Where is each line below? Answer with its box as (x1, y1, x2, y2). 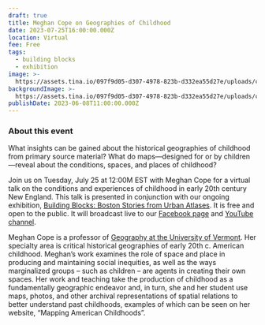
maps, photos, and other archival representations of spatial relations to (8, 291, 238, 301)
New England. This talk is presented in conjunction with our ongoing (8, 192, 230, 202)
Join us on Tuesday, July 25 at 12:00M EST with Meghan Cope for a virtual (8, 175, 251, 185)
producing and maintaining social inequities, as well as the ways (8, 258, 217, 267)
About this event (8, 125, 73, 136)
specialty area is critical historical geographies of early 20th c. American (8, 241, 244, 251)
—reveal (8, 160, 35, 170)
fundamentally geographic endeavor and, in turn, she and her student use (8, 283, 248, 293)
